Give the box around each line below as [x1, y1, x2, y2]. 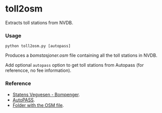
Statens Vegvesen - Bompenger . [12, 91, 80, 97]
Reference [5, 80, 31, 87]
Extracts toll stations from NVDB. [5, 20, 73, 26]
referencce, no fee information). [5, 67, 71, 73]
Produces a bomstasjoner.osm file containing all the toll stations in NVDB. [5, 52, 157, 58]
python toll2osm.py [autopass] [5, 44, 71, 49]
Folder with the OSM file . [12, 102, 64, 108]
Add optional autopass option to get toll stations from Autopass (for [5, 62, 144, 68]
